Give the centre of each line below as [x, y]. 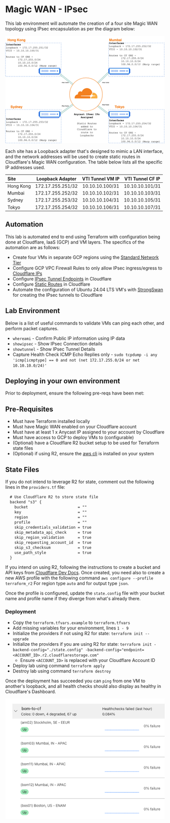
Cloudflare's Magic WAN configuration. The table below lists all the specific [84, 162]
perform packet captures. [32, 328]
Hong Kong [19, 186]
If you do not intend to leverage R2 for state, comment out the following [80, 482]
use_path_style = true [53, 553]
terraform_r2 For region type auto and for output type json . [67, 583]
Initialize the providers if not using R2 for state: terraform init [78, 634]
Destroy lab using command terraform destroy [62, 671]
